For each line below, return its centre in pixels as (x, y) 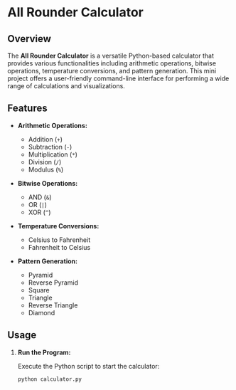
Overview (29, 39)
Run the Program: (44, 352)
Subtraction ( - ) (50, 147)
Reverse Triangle (53, 305)
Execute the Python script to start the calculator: (88, 366)
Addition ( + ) (45, 139)
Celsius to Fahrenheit (59, 240)
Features (27, 109)
